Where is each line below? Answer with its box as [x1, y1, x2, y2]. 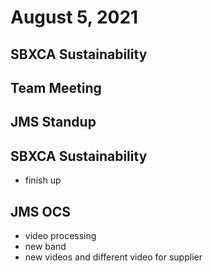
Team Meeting [10, 79, 102, 96]
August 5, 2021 [10, 6, 139, 29]
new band [24, 240, 67, 252]
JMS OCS [10, 203, 72, 220]
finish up [24, 174, 62, 186]
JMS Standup [10, 114, 97, 131]
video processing [24, 229, 97, 241]
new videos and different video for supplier [24, 251, 203, 263]
